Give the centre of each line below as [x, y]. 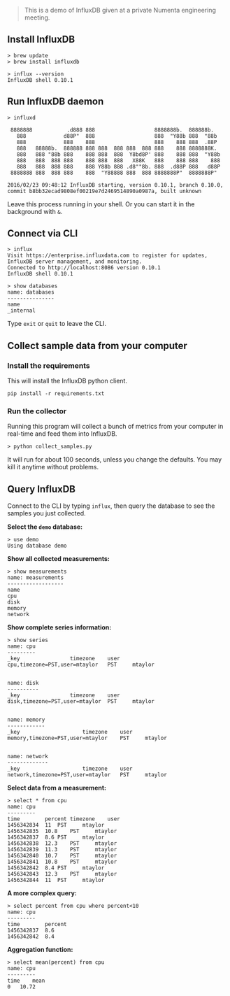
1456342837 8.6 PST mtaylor [56, 838]
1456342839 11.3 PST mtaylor [62, 850]
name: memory [26, 720]
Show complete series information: [59, 627]
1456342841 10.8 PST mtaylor [62, 862]
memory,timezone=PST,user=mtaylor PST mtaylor [87, 738]
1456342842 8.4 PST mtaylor [56, 868]
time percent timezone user [64, 819]
